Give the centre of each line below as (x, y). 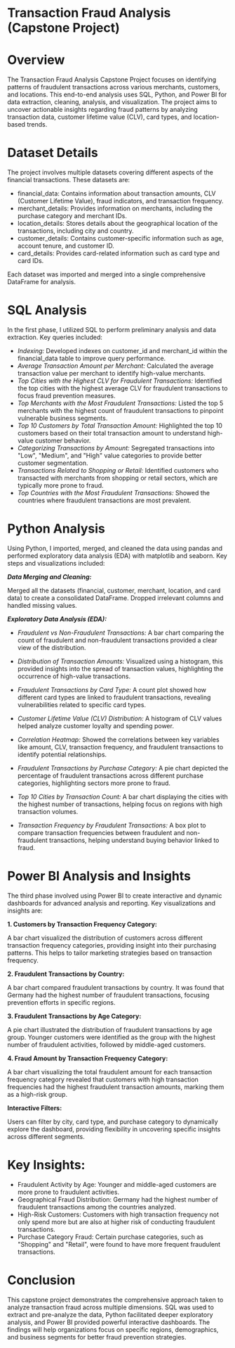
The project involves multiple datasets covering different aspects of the (110, 172)
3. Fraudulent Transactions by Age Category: (74, 1016)
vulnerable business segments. (62, 418)
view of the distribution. (52, 647)
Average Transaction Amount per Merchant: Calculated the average (115, 366)
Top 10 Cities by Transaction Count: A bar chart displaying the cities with (122, 796)
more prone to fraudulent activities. (68, 1192)
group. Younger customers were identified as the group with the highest (112, 1037)
